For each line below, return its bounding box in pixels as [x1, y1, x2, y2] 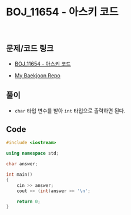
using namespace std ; [6, 151, 59, 156]
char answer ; [6, 161, 38, 167]
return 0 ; [16, 199, 41, 204]
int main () [6, 172, 33, 178]
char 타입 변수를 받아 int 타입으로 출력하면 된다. [14, 107, 126, 114]
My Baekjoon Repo [14, 71, 61, 79]
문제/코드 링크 [6, 43, 54, 53]
